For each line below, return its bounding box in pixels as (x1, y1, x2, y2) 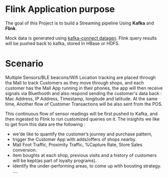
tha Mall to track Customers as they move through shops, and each (5, 79, 144, 85)
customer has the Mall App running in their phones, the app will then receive (5, 85, 163, 91)
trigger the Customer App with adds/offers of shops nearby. (12, 136, 137, 142)
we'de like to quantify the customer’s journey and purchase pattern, (12, 131, 153, 137)
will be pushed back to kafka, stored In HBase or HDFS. (5, 40, 120, 46)
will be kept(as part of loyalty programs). (12, 157, 97, 163)
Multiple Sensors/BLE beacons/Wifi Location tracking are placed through (5, 74, 156, 80)
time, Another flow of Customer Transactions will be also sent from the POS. (5, 101, 163, 107)
